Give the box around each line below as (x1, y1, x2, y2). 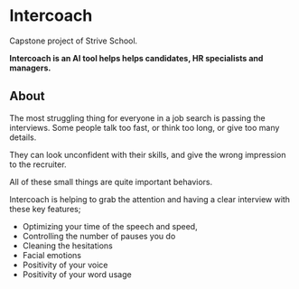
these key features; (9, 203, 81, 214)
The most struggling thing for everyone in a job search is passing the (9, 112, 266, 123)
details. (9, 132, 37, 143)
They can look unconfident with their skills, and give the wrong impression (9, 149, 286, 160)
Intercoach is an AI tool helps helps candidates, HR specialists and (9, 52, 264, 63)
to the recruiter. (9, 159, 67, 170)
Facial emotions (22, 249, 82, 260)
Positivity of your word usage (22, 268, 133, 280)
